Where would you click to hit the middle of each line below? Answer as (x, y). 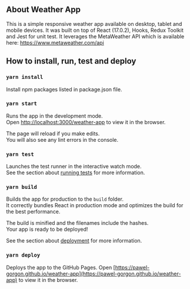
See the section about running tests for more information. (76, 172)
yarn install (25, 77)
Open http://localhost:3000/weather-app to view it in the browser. (86, 122)
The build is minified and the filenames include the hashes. (77, 223)
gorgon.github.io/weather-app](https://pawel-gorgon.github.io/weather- (94, 274)
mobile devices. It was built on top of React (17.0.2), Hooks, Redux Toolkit (95, 30)
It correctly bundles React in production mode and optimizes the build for (95, 205)
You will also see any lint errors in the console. (62, 139)
